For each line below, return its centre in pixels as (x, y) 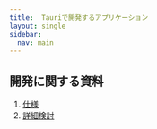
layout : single (38, 26)
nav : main (35, 43)
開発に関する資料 (57, 81)
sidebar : (26, 34)
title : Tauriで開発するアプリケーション (79, 17)
